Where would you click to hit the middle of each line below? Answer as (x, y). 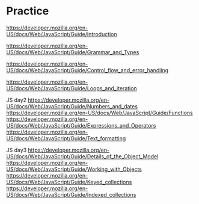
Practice (28, 11)
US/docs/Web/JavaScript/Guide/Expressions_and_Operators (81, 125)
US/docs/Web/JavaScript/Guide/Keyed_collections (69, 182)
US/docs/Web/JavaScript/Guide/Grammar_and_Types (73, 52)
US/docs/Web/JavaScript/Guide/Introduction (62, 34)
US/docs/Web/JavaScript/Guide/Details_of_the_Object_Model (82, 156)
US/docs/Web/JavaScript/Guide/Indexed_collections (71, 194)
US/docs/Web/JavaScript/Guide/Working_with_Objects (74, 169)
